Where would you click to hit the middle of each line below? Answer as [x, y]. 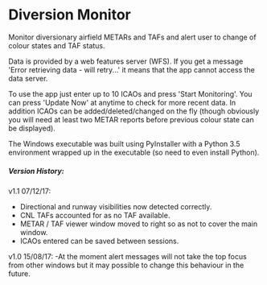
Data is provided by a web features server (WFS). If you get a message [126, 61]
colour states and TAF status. [57, 45]
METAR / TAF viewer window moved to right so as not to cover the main [139, 224]
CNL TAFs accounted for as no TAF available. [95, 215]
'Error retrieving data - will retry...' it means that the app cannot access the [131, 69]
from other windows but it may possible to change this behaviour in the [126, 265]
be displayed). [32, 128]
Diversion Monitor [70, 15]
